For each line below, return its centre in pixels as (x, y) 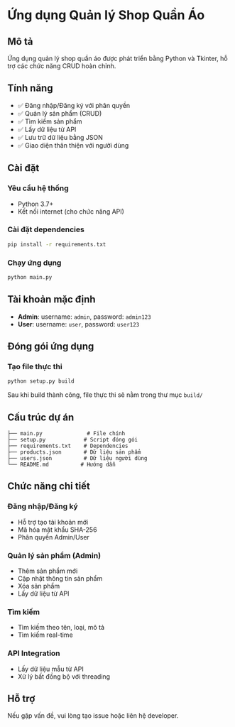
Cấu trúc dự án (41, 417)
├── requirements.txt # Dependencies (68, 446)
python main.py (30, 277)
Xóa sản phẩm (39, 586)
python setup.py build (41, 381)
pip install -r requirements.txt (57, 244)
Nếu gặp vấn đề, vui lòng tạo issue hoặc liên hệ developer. (93, 716)
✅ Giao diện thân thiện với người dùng (73, 145)
